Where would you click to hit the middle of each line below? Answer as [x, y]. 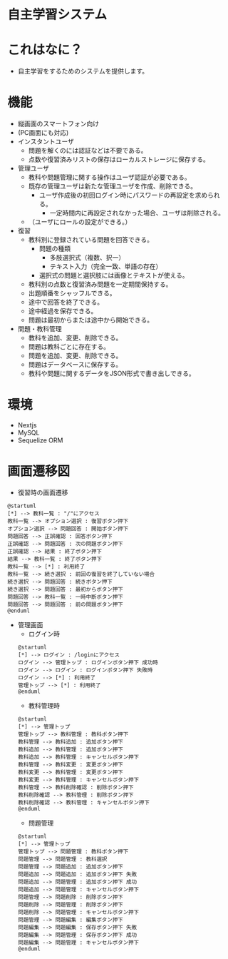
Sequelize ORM [40, 440]
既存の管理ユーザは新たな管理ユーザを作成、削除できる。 [113, 186]
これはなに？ [45, 50]
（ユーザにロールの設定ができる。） [80, 222]
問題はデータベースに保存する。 [75, 365]
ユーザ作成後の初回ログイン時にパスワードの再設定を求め [123, 195]
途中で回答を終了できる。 [66, 302]
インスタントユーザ [46, 142]
